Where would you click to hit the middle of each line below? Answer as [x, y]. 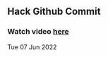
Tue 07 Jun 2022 [32, 47]
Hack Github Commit [54, 12]
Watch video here [38, 32]
